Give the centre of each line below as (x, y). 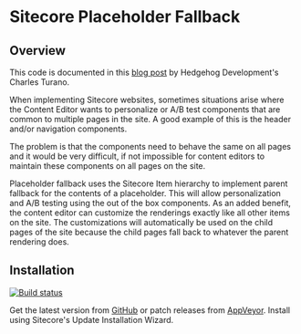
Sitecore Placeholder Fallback (125, 17)
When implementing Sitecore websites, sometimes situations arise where (147, 99)
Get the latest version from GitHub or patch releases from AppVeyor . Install (150, 310)
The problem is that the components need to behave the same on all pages (150, 146)
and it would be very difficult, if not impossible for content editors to (137, 156)
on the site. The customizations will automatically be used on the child (141, 222)
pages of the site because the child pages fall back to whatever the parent (149, 232)
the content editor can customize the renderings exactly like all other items (150, 213)
